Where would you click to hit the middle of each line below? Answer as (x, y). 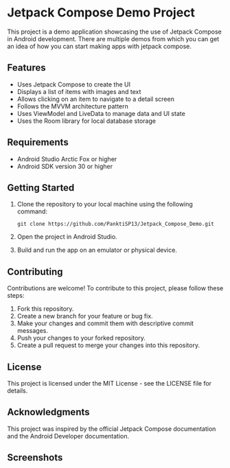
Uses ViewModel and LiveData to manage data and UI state (101, 113)
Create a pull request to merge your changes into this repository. (108, 345)
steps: (16, 296)
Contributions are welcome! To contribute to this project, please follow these (115, 288)
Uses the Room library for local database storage (87, 121)
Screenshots (35, 458)
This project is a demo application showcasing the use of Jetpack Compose (114, 32)
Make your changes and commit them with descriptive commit (105, 323)
